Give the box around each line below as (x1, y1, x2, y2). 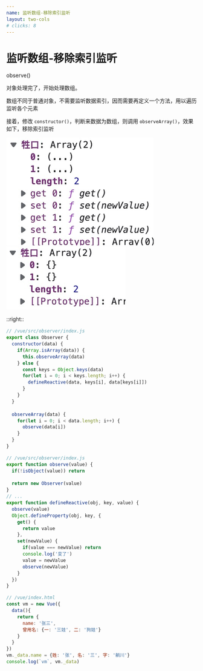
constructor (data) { (11, 341, 63, 347)
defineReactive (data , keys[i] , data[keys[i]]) (28, 379, 147, 385)
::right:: (6, 315, 24, 323)
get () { (17, 519, 36, 525)
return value (22, 525, 56, 531)
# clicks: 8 (6, 22, 36, 29)
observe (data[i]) (22, 424, 66, 430)
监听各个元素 (6, 105, 38, 112)
